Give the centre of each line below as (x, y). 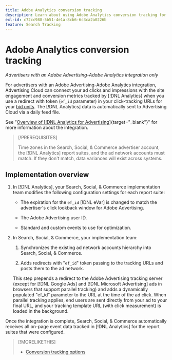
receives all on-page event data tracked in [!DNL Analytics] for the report (83, 326)
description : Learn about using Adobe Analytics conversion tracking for (86, 15)
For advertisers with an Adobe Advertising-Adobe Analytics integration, (81, 85)
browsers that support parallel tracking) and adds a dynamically (80, 289)
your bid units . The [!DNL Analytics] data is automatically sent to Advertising (86, 107)
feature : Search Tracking (33, 24)
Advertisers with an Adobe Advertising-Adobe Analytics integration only (82, 75)
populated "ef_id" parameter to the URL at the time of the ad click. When (90, 295)
